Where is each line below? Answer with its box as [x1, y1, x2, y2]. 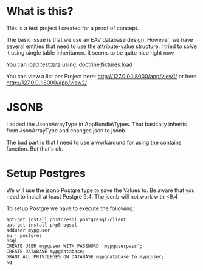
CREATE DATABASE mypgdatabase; [6, 248, 86, 255]
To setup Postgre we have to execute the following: [6, 205, 135, 212]
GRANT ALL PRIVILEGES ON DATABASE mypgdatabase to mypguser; [6, 253, 165, 259]
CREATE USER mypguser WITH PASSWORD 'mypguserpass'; [6, 243, 143, 249]
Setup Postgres [6, 166, 86, 180]
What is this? [6, 4, 74, 18]
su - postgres [6, 232, 43, 238]
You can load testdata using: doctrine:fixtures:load [6, 61, 132, 68]
